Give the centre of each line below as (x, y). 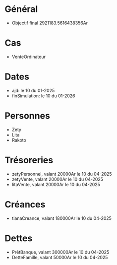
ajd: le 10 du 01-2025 (33, 90)
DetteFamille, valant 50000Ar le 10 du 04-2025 (60, 257)
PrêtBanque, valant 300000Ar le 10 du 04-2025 (60, 252)
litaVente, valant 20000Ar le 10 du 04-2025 (56, 184)
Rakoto (19, 140)
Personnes (28, 116)
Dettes (19, 238)
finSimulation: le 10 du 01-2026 (43, 96)
